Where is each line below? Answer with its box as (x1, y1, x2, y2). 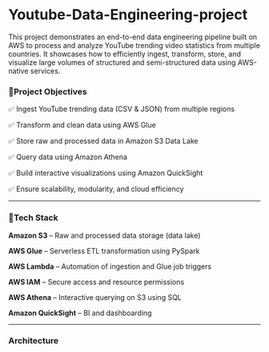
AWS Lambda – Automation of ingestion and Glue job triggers (8, 262, 212, 271)
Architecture (8, 335, 59, 346)
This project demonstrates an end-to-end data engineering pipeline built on (8, 32, 258, 42)
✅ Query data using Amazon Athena (8, 152, 128, 162)
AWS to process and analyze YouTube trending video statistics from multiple (8, 40, 260, 50)
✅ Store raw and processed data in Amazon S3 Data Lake (8, 136, 199, 146)
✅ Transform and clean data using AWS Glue (8, 120, 156, 130)
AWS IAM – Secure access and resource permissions (8, 277, 185, 286)
